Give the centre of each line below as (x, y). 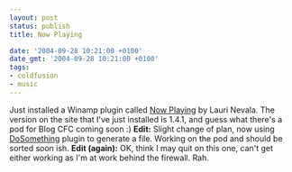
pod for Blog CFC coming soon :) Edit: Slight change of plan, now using (142, 129)
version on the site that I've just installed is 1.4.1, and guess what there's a (146, 119)
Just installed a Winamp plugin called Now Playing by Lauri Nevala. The (142, 110)
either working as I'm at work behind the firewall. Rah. (109, 158)
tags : (19, 68)
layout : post (34, 18)
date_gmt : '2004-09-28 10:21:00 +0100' (84, 59)
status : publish (40, 26)
